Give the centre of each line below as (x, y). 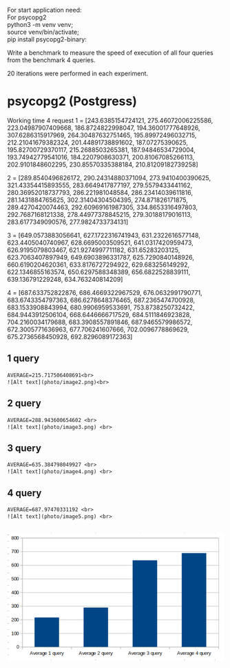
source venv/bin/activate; (43, 32)
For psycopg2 (27, 17)
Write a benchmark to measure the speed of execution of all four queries (110, 53)
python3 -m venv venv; (40, 25)
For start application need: (44, 10)
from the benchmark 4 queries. (51, 60)
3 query (24, 448)
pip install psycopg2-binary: (47, 39)
